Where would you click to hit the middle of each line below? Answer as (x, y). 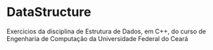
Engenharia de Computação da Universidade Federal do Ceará (97, 38)
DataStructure (49, 12)
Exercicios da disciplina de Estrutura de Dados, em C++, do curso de (106, 31)
